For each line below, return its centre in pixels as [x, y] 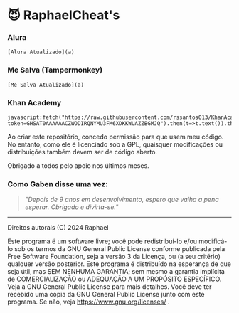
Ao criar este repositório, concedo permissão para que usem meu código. [116, 137]
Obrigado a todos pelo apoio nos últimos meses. [78, 166]
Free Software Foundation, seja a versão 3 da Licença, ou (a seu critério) [114, 257]
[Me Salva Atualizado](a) [46, 85]
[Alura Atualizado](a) [41, 52]
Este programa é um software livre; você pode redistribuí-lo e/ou [102, 241]
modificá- [213, 241]
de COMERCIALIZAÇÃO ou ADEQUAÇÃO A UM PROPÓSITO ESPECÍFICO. [115, 279]
